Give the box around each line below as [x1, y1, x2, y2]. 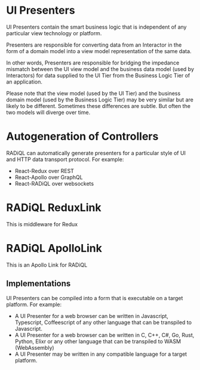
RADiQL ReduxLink [6, 201, 101, 215]
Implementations [6, 279, 71, 289]
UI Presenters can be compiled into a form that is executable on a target [6, 294, 183, 301]
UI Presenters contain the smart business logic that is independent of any [6, 23, 187, 30]
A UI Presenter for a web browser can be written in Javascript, [14, 312, 169, 319]
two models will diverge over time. [6, 109, 91, 116]
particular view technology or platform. [6, 29, 102, 36]
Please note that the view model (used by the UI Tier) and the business [6, 90, 181, 97]
